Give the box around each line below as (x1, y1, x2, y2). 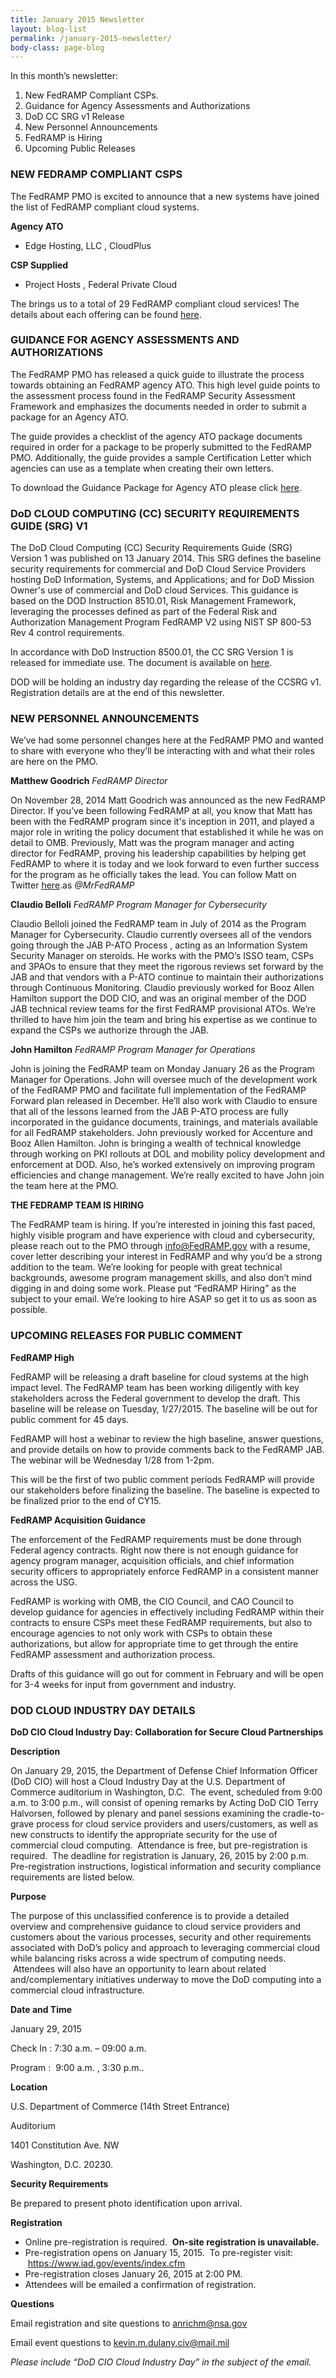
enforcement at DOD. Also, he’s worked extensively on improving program (10, 1159, 316, 1171)
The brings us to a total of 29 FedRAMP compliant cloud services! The (10, 297, 300, 310)
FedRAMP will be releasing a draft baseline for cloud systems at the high (10, 1371, 309, 1383)
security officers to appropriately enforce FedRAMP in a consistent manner (10, 1565, 320, 1577)
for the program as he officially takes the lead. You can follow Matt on (10, 869, 297, 881)
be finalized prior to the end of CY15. (10, 1494, 162, 1506)
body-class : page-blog (10, 42, 105, 53)
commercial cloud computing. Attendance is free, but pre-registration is (10, 1839, 308, 1851)
